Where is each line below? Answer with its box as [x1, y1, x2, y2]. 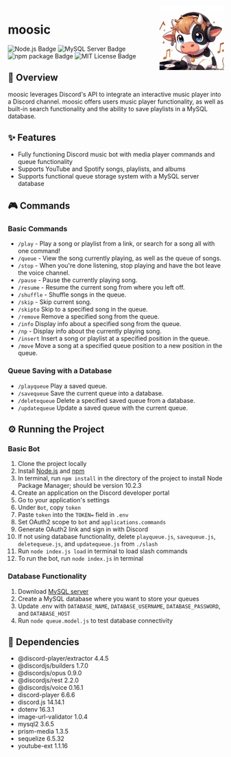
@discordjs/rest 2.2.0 [17, 676, 80, 684]
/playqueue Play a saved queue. [17, 382, 108, 390]
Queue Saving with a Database [8, 366, 112, 375]
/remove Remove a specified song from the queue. [17, 312, 160, 321]
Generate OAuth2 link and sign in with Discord [17, 525, 149, 533]
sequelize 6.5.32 [17, 734, 64, 743]
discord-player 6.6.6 [17, 691, 75, 699]
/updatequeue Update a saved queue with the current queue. [17, 404, 188, 412]
